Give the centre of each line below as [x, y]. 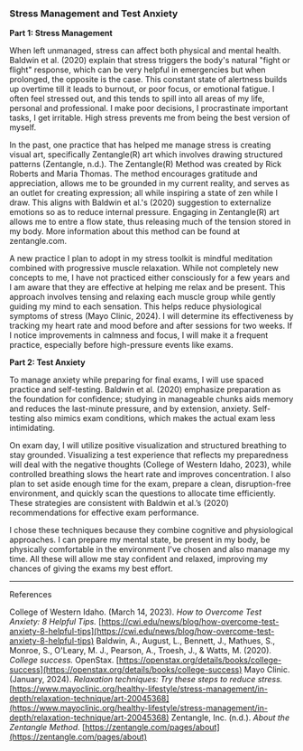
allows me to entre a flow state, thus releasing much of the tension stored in [150, 222]
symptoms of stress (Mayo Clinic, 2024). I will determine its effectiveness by [151, 316]
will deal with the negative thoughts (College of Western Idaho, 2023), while [150, 465]
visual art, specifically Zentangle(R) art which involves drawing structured [146, 155]
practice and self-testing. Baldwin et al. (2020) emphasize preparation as [145, 390]
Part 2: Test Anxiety [47, 362]
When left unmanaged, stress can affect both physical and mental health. [145, 51]
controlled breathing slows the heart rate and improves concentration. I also [150, 474]
